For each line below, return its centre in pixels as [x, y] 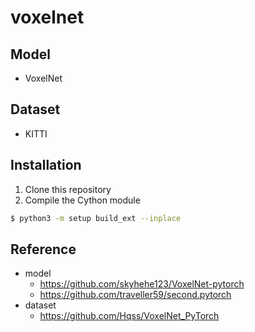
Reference [43, 249]
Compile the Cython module [82, 200]
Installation [46, 165]
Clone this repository [68, 189]
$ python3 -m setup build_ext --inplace [96, 218]
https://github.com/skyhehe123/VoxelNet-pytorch [142, 284]
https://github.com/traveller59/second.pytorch [135, 295]
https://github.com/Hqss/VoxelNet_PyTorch [129, 316]
